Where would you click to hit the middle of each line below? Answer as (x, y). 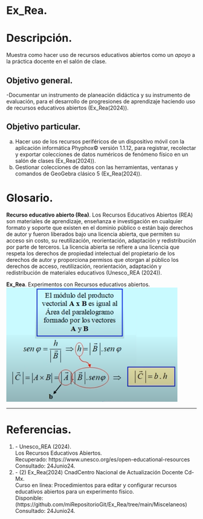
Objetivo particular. (43, 127)
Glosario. (30, 198)
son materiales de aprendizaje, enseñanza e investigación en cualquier (95, 221)
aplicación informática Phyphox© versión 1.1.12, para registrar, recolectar (105, 148)
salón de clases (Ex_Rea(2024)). (55, 160)
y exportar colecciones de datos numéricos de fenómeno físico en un (101, 154)
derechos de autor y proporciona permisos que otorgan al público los (93, 259)
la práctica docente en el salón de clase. (56, 62)
